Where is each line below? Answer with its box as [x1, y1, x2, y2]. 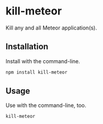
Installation [5, 42, 49, 52]
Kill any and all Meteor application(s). [5, 24, 97, 31]
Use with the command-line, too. [5, 102, 87, 109]
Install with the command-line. [5, 57, 80, 64]
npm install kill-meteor [5, 69, 68, 75]
